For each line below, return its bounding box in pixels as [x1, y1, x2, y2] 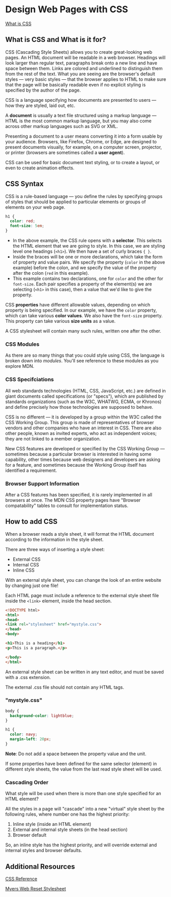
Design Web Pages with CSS [5, 4, 129, 15]
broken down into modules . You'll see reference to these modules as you [5, 358, 159, 364]
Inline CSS [12, 567, 35, 573]
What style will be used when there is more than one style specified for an [5, 791, 162, 797]
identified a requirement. [5, 467, 57, 473]
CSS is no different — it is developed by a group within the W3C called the [5, 413, 162, 420]
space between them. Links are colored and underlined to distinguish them [5, 65, 163, 71]
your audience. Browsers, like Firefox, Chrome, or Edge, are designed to [5, 138, 157, 144]
